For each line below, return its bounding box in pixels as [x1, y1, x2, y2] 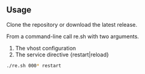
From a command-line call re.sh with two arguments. [6, 33, 139, 40]
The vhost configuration [15, 44, 76, 52]
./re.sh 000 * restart [6, 62, 62, 69]
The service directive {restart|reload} [15, 51, 109, 58]
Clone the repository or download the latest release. [6, 21, 138, 28]
